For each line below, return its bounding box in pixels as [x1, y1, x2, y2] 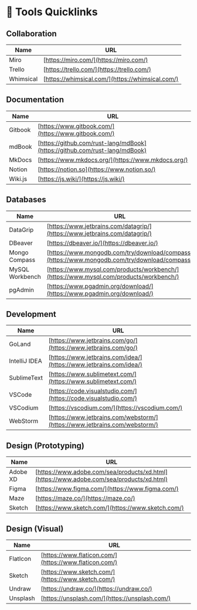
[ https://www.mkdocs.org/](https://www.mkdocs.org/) [38, 155, 188, 163]
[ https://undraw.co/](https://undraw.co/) [40, 585, 152, 593]
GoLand [9, 340, 31, 348]
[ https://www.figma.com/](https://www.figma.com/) [35, 485, 179, 493]
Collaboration [6, 29, 57, 39]
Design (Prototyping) [6, 441, 85, 451]
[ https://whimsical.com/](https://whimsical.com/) [43, 75, 179, 83]
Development [6, 309, 57, 319]
